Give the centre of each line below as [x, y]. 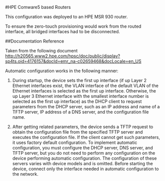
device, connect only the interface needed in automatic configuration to [85, 169]
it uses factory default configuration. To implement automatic [75, 142]
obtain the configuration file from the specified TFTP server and [78, 132]
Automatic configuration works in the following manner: [62, 71]
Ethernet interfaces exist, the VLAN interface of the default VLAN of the [85, 86]
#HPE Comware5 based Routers [38, 7]
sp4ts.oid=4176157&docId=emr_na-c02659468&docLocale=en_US [73, 61]
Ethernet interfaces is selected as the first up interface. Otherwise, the [84, 91]
